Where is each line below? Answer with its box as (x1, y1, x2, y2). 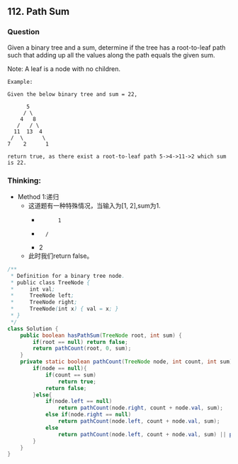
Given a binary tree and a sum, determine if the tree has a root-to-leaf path (7, 43, 226, 52)
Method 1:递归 (17, 192, 59, 201)
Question (7, 27, 40, 37)
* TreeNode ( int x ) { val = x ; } (10, 306, 119, 313)
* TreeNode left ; (10, 292, 74, 299)
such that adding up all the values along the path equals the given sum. (7, 50, 215, 59)
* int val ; (10, 286, 55, 293)
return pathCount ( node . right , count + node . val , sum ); (57, 404, 223, 411)
